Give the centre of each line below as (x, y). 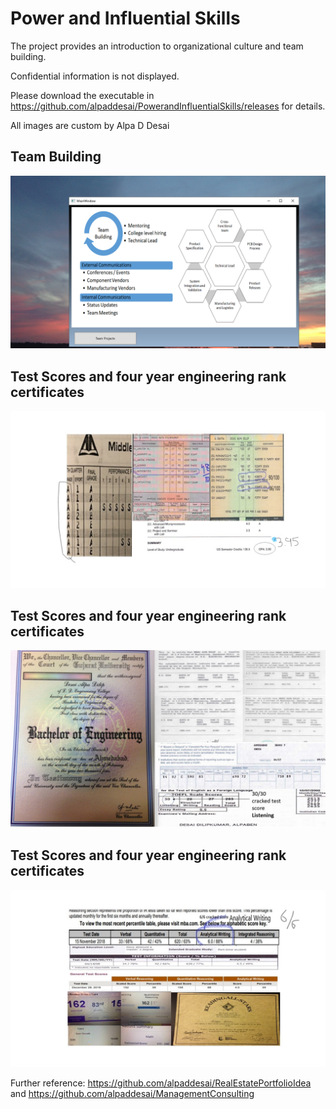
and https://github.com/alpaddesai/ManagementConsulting (132, 1094)
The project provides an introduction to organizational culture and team (157, 46)
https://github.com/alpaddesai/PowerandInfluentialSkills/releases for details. (168, 106)
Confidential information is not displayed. (95, 76)
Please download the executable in (82, 95)
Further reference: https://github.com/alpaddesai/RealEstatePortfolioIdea (161, 1083)
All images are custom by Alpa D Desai (90, 125)
